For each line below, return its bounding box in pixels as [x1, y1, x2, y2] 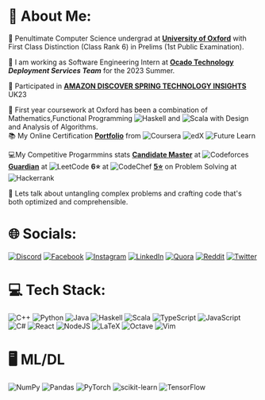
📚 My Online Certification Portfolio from [8, 130, 141, 140]
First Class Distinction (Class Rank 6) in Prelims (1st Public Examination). [8, 41, 244, 51]
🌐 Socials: [8, 225, 77, 243]
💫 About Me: [8, 7, 92, 25]
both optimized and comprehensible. [8, 196, 129, 206]
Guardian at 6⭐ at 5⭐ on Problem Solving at [8, 161, 237, 171]
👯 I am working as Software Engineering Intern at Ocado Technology [8, 57, 234, 67]
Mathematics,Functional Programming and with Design [8, 113, 249, 122]
